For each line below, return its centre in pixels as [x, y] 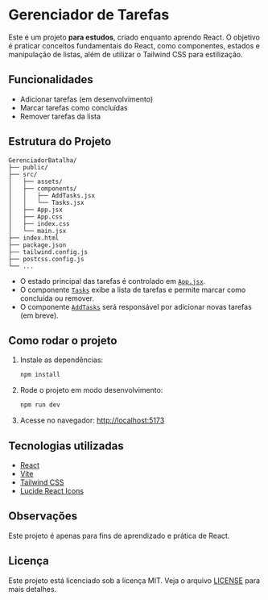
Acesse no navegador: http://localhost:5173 [92, 420]
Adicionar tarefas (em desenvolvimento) [87, 99]
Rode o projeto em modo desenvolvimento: [91, 390]
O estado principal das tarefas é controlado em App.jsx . [113, 281]
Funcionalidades [51, 79]
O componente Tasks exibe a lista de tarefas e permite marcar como [133, 290]
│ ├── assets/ [35, 181]
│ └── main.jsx [37, 231]
